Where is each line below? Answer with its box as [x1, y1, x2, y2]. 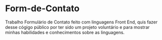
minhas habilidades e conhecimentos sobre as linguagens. [5, 29, 125, 35]
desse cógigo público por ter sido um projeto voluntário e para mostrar [5, 24, 150, 30]
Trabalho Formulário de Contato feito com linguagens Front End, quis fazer [5, 19, 158, 25]
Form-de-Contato [5, 3, 80, 14]
